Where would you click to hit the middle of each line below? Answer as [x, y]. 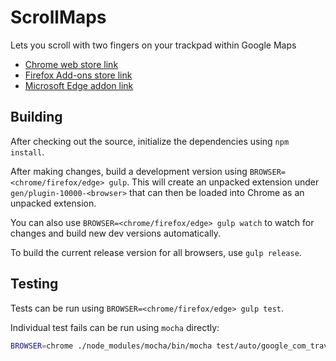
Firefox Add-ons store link [78, 75]
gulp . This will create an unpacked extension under [214, 182]
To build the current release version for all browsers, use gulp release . [156, 252]
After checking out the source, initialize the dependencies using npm [150, 141]
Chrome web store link [71, 64]
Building [36, 117]
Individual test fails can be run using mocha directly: [115, 327]
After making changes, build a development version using [129, 171]
